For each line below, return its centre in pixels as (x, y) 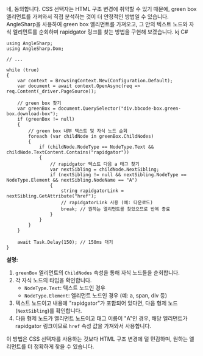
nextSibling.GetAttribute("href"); (52, 196)
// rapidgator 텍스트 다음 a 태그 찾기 (95, 164)
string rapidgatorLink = (92, 191)
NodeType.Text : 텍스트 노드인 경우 (65, 288)
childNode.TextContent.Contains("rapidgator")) (68, 152)
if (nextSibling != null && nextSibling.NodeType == (118, 175)
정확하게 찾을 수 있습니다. (64, 347)
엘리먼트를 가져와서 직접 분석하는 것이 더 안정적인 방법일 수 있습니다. (87, 16)
